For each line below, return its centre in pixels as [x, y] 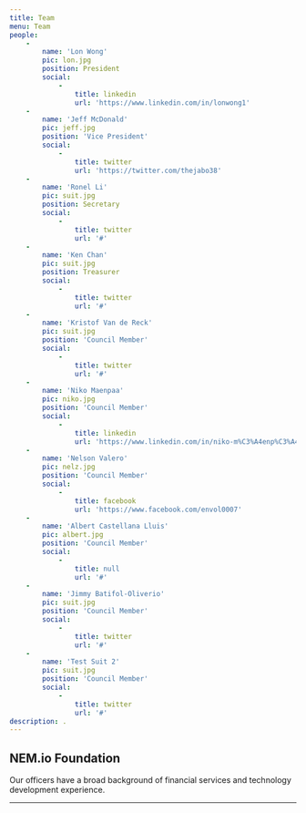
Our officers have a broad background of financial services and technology [150, 780]
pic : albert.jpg [73, 535]
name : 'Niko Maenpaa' [83, 391]
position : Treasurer [81, 273]
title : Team [32, 18]
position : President [81, 69]
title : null [97, 569]
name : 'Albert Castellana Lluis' [106, 526]
